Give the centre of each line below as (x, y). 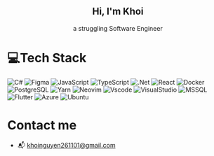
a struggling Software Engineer (118, 28)
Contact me (42, 125)
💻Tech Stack (47, 58)
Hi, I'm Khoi (118, 12)
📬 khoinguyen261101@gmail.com (66, 145)
